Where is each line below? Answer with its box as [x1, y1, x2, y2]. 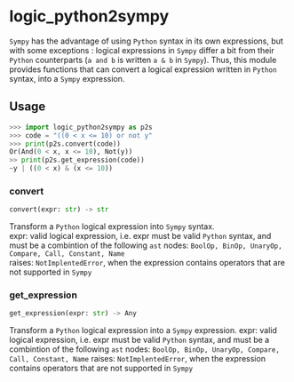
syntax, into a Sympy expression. [9, 73, 125, 84]
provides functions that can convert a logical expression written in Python [9, 64, 277, 75]
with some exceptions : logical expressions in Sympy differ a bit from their [9, 44, 274, 55]
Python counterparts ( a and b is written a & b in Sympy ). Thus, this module [9, 54, 277, 65]
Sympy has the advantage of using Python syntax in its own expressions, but [9, 36, 284, 46]
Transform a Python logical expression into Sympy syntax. [9, 221, 215, 232]
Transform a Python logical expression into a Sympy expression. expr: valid [9, 325, 278, 336]
